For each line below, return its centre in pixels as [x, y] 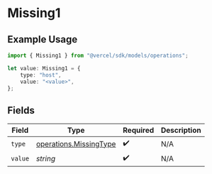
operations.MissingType [76, 143]
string [45, 158]
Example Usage [43, 39]
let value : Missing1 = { [44, 68]
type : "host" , [41, 75]
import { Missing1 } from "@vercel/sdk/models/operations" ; [98, 55]
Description [181, 131]
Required [139, 131]
